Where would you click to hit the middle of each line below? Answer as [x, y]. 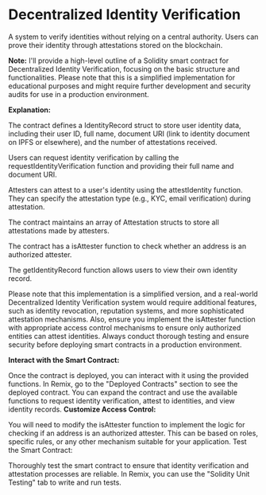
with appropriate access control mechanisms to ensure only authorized [125, 327]
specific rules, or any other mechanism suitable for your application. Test [128, 441]
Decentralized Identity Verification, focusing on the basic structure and [124, 68]
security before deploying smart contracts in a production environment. [125, 345]
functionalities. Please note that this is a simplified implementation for [122, 77]
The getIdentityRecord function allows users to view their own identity [123, 270]
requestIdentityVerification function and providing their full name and [121, 166]
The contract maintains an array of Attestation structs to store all [114, 222]
